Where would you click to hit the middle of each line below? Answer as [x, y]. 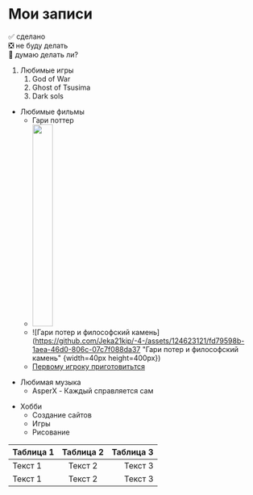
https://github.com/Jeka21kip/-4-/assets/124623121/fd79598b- [140, 341]
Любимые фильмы [52, 111]
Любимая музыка [50, 382]
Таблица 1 [33, 451]
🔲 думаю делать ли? [44, 54]
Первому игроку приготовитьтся [88, 366]
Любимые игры [47, 70]
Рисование [51, 432]
